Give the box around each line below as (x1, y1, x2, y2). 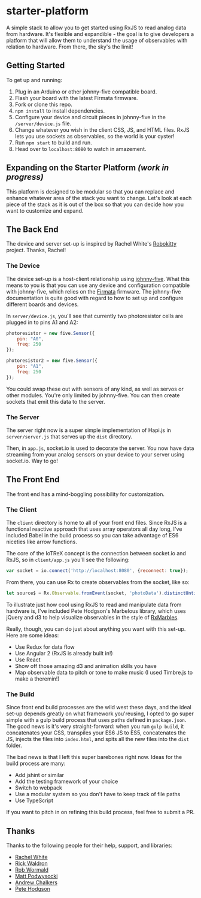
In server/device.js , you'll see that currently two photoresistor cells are (6, 312, 184, 319)
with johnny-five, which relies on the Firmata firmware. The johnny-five (6, 288, 181, 295)
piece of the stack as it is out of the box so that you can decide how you (6, 201, 184, 208)
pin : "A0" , (17, 335, 44, 342)
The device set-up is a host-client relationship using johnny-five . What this (6, 275, 190, 282)
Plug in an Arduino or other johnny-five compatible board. (14, 88, 157, 95)
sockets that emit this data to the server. (6, 398, 106, 405)
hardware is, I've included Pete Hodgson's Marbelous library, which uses (6, 607, 187, 615)
